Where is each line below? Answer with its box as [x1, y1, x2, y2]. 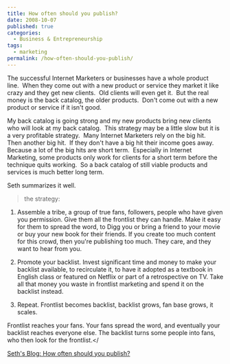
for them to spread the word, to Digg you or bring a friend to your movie [16, 222, 221, 231]
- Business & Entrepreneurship [13, 36, 103, 43]
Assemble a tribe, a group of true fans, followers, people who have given [16, 208, 223, 216]
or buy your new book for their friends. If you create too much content [16, 230, 216, 238]
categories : [7, 29, 41, 37]
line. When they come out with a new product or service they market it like [7, 81, 219, 90]
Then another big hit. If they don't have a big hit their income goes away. [7, 139, 214, 147]
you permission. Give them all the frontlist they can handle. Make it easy [16, 215, 221, 223]
